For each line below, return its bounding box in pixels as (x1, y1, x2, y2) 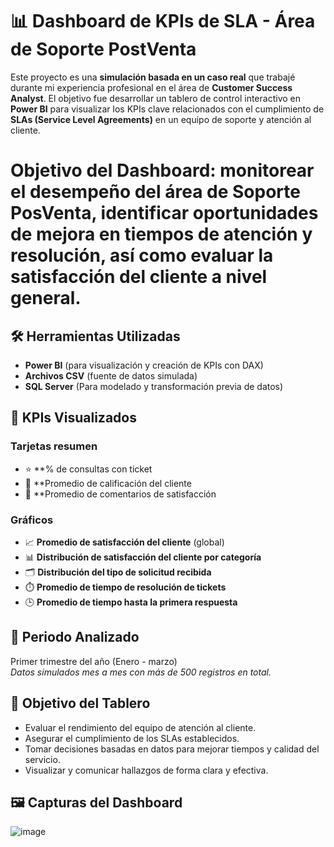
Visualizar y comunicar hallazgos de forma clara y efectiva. (24, 764, 269, 776)
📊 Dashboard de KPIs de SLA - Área (10, 10, 316, 33)
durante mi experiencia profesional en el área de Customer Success (10, 81, 293, 93)
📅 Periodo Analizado (10, 629, 140, 646)
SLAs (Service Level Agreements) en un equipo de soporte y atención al (10, 113, 312, 125)
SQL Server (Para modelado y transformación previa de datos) (24, 380, 284, 392)
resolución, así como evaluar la (10, 244, 274, 267)
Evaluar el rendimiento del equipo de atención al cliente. (24, 721, 257, 733)
